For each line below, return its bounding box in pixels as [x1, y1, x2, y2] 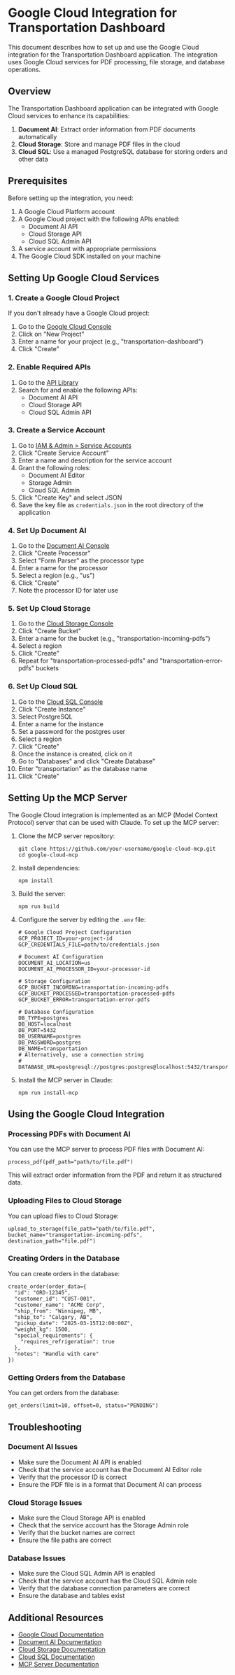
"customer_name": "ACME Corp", [14, 1301, 106, 1308]
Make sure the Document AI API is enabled [17, 1457, 142, 1466]
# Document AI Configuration [17, 953, 104, 960]
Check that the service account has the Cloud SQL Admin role [17, 1576, 197, 1585]
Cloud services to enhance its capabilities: [8, 111, 130, 120]
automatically [17, 132, 57, 141]
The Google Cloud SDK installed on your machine [17, 252, 162, 260]
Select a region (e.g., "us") [17, 572, 95, 580]
